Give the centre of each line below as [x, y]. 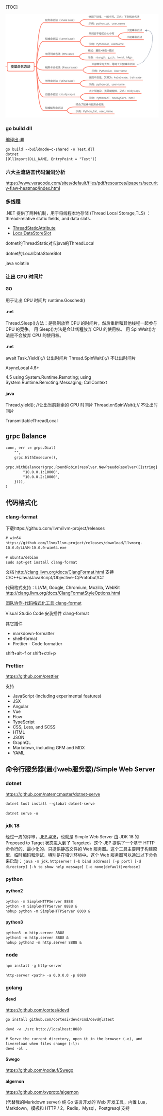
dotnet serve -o [22, 813]
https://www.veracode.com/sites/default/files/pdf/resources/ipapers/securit [82, 183]
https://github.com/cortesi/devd [37, 1010]
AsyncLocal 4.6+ [23, 368]
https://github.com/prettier [32, 676]
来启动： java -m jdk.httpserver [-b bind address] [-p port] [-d [73, 861]
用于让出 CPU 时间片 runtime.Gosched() [45, 300]
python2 [14, 891]
